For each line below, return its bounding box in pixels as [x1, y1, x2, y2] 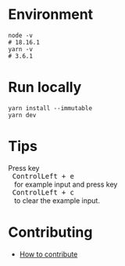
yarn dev [8, 111, 37, 119]
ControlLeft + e [12, 172, 74, 180]
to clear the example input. [14, 195, 100, 205]
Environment [8, 6, 94, 24]
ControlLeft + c [12, 187, 74, 197]
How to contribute [19, 249, 78, 259]
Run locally [8, 79, 82, 96]
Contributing [8, 224, 93, 241]
